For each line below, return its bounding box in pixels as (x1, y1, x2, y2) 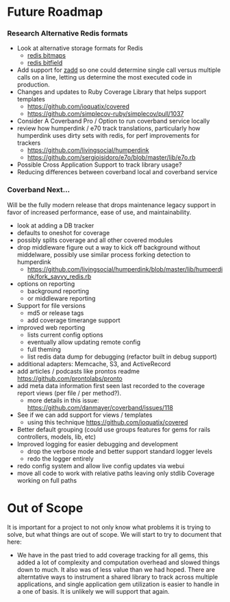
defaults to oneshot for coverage (16, 228, 110, 237)
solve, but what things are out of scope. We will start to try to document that (7, 530, 222, 538)
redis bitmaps (27, 51, 66, 60)
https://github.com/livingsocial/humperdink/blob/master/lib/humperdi (27, 265, 223, 273)
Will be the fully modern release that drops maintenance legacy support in (7, 200, 216, 209)
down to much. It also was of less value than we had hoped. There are (16, 565, 216, 573)
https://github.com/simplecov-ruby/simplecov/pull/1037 (27, 110, 184, 118)
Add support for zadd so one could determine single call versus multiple (16, 66, 221, 74)
